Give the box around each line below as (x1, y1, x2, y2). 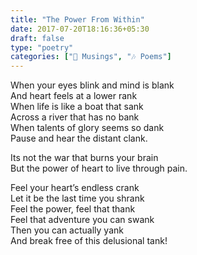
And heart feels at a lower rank (10, 90, 138, 102)
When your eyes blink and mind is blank (10, 79, 175, 91)
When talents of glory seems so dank (10, 122, 165, 134)
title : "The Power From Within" (10, 14, 145, 25)
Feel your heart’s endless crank (10, 182, 140, 194)
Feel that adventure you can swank (10, 214, 155, 226)
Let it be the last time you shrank (10, 192, 145, 205)
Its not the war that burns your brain (10, 152, 159, 164)
